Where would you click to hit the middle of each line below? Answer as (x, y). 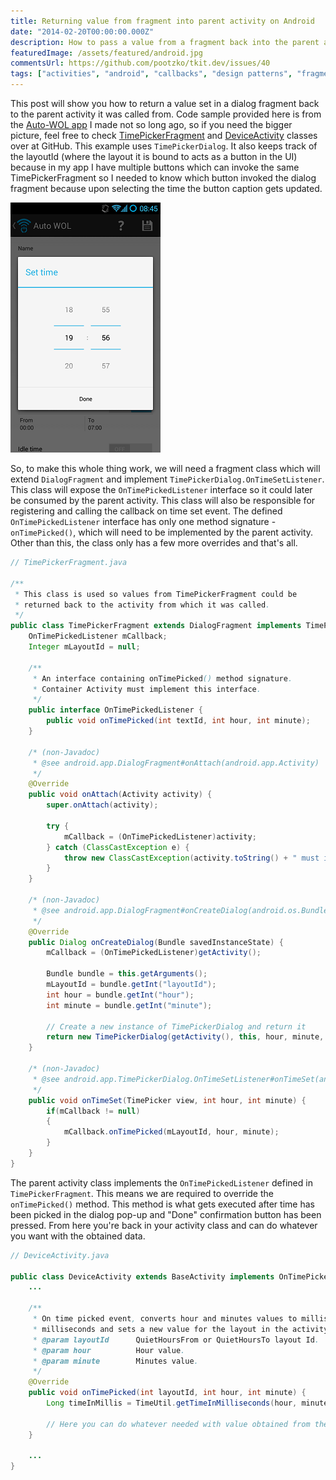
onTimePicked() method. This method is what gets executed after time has (162, 1204)
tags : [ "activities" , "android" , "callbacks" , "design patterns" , (151, 74)
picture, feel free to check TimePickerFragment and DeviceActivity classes (164, 135)
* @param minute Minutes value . (115, 1361)
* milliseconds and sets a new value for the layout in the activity (180, 1329)
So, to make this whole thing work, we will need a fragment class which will (165, 468)
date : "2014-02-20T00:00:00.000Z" (82, 31)
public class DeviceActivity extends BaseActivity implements (142, 1276)
